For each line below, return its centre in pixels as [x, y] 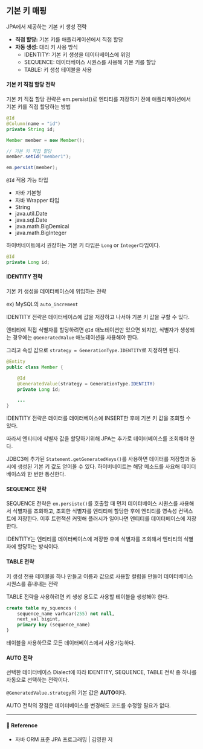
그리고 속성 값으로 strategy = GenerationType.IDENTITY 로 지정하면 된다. [93, 350]
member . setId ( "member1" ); [39, 157]
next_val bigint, [39, 619]
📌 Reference [22, 725]
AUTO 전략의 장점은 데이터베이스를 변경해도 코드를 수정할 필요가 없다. [89, 706]
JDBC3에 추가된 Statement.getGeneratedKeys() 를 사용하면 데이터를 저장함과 [98, 459]
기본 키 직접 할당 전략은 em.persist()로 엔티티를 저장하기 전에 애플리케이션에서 [99, 99]
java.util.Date [31, 214]
